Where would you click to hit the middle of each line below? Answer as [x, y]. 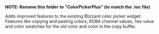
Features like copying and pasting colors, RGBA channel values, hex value [79, 21]
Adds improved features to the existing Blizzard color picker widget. [73, 16]
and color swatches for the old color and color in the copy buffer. [70, 26]
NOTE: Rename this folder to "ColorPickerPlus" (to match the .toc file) [78, 7]
